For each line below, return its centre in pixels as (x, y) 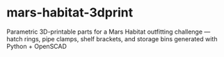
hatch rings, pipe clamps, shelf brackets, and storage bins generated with (112, 38)
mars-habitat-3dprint (70, 13)
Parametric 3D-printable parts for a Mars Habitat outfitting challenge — (109, 32)
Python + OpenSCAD (37, 46)
